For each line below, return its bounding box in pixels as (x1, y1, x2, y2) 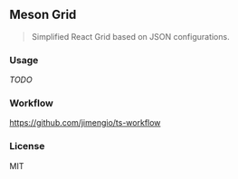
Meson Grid (9, 7, 77, 23)
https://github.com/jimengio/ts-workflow (9, 118, 161, 128)
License (9, 140, 45, 153)
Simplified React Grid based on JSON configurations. (31, 31, 230, 42)
